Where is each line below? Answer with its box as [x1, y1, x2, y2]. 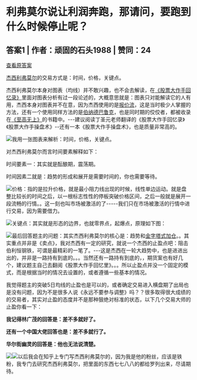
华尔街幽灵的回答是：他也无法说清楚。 [6, 341, 98, 347]
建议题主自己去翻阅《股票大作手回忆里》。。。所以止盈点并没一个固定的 [16, 262, 184, 268]
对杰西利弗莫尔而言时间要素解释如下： [6, 148, 98, 155]
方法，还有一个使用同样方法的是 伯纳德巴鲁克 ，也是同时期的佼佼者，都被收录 [6, 109, 191, 115]
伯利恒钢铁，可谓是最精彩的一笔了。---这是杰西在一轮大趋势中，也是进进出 [6, 247, 188, 254]
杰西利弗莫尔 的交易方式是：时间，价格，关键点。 [6, 74, 124, 81]
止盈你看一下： [6, 303, 42, 310]
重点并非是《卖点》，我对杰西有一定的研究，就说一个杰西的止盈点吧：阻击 [11, 239, 189, 247]
